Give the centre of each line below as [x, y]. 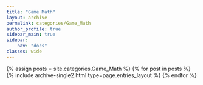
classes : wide [24, 52]
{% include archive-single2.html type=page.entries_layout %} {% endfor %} [102, 75]
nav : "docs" [32, 46]
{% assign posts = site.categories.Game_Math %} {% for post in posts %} [99, 69]
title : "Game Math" [31, 12]
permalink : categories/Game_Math [49, 23]
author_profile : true [34, 29]
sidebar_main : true [31, 35]
